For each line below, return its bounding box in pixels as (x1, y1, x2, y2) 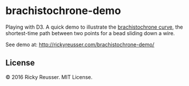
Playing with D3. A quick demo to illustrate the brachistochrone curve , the (5, 23, 183, 30)
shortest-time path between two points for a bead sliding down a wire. (5, 29, 175, 36)
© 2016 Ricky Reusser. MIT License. (5, 73, 93, 80)
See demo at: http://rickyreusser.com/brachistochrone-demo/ (5, 41, 154, 48)
